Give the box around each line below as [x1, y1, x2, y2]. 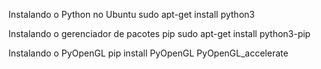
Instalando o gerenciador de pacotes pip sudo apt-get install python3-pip [8, 28, 311, 39]
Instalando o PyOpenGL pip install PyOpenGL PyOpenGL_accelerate [8, 47, 289, 59]
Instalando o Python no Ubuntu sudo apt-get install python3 [8, 9, 255, 20]
